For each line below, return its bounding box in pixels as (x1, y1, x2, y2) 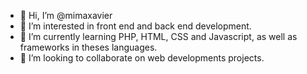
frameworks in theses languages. (19, 41, 158, 53)
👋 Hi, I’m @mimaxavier (19, 10, 113, 21)
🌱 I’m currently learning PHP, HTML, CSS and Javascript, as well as (19, 31, 298, 42)
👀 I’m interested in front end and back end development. (19, 20, 252, 32)
